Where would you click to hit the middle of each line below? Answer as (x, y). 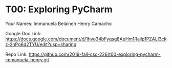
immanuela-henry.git (27, 59)
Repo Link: (17, 54)
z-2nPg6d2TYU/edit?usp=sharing (41, 44)
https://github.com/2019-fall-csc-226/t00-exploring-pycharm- (95, 54)
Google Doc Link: (24, 33)
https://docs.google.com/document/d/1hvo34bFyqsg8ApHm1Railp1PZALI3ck (86, 39)
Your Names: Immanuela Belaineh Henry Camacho (59, 24)
